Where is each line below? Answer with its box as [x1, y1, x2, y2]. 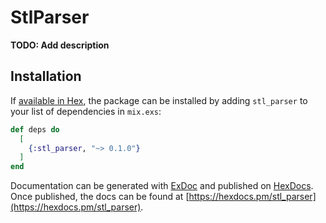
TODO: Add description [10, 39, 110, 51]
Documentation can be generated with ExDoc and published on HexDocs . [10, 180, 314, 192]
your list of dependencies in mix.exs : [10, 105, 162, 117]
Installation [10, 68, 82, 85]
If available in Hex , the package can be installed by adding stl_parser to [10, 94, 308, 106]
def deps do [10, 124, 60, 135]
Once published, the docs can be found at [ [10, 191, 190, 203]
